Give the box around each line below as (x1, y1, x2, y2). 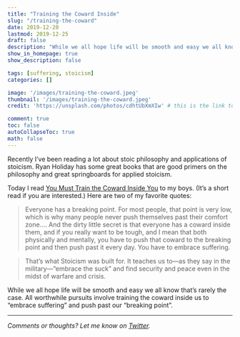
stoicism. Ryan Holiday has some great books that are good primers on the (7, 162, 227, 171)
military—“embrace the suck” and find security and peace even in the (24, 264, 230, 273)
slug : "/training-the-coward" (7, 17, 98, 24)
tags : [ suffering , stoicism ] (7, 69, 94, 77)
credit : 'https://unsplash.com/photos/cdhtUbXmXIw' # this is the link (7, 103, 225, 110)
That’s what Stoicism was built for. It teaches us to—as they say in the (24, 256, 231, 265)
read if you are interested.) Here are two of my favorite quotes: (7, 191, 192, 199)
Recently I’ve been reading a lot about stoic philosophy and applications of (7, 155, 227, 163)
